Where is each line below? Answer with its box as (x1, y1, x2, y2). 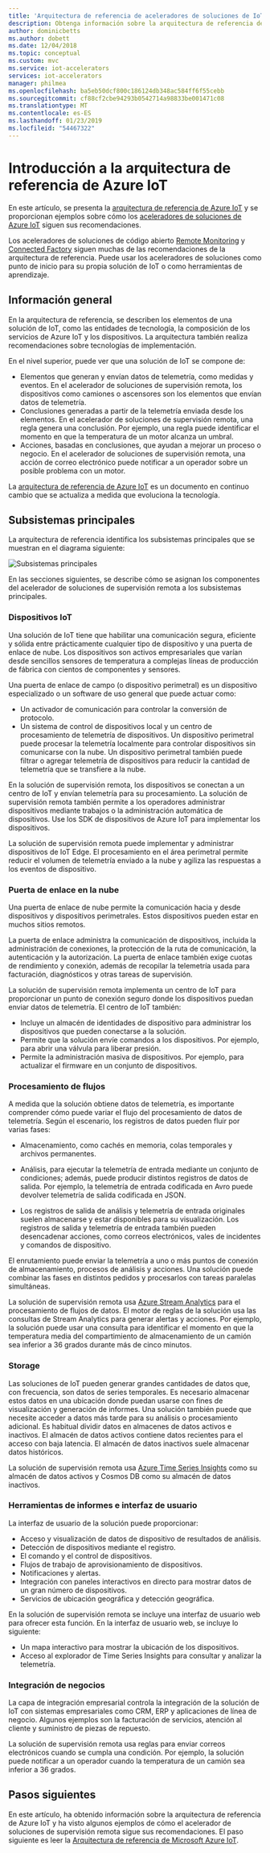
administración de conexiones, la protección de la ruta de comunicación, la (8, 943, 257, 953)
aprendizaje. (8, 269, 50, 279)
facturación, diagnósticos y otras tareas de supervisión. (8, 969, 193, 979)
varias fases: (8, 1125, 51, 1135)
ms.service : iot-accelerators (8, 65, 110, 73)
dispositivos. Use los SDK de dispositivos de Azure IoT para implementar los (8, 814, 261, 823)
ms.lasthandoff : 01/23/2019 (8, 117, 103, 125)
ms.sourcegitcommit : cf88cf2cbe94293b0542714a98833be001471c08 (8, 94, 225, 102)
